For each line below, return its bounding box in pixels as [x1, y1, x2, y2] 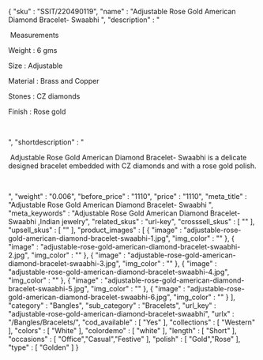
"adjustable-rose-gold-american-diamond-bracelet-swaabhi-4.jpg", [8, 268, 230, 276]
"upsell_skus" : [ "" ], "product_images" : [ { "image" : [8, 225, 182, 234]
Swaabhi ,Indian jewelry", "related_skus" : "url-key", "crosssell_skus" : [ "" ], [8, 217, 255, 226]
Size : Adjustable [8, 61, 63, 70]
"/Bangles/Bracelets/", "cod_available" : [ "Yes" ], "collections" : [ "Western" [8, 317, 255, 327]
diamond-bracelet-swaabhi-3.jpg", [8, 259, 121, 268]
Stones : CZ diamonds [8, 92, 81, 101]
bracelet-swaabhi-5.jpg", [8, 284, 89, 293]
